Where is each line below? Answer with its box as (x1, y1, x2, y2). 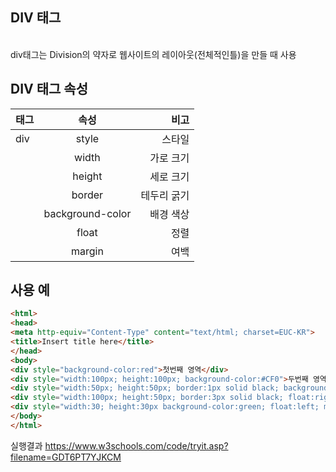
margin (70, 244, 104, 258)
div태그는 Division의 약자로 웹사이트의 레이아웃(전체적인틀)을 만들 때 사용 (10, 48, 297, 60)
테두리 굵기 (140, 188, 190, 202)
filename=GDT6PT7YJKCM (10, 451, 122, 463)
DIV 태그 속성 (10, 81, 88, 98)
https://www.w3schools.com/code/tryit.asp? (44, 439, 229, 452)
